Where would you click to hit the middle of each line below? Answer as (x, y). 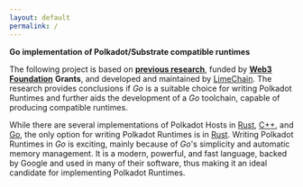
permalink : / (34, 26)
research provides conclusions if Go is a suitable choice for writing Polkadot (151, 88)
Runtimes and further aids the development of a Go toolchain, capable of (145, 98)
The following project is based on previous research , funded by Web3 (141, 69)
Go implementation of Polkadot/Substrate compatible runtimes (130, 51)
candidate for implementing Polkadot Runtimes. (97, 173)
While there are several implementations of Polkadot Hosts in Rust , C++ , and (152, 125)
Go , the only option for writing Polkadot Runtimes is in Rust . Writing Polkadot (151, 134)
